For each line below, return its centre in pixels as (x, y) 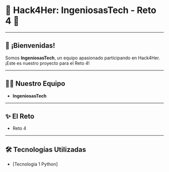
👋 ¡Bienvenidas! (30, 46)
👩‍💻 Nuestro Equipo (35, 84)
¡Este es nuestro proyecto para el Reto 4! (48, 63)
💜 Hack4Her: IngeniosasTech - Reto (81, 10)
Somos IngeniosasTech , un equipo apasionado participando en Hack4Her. (82, 58)
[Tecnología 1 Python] (35, 164)
